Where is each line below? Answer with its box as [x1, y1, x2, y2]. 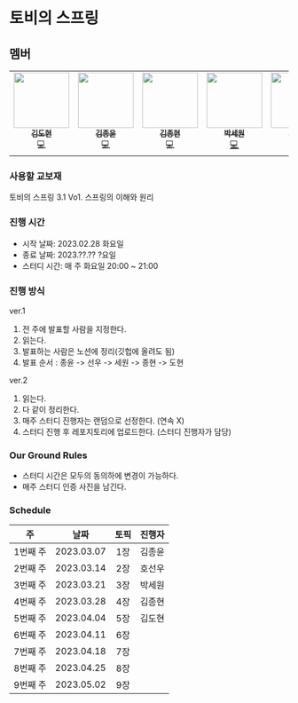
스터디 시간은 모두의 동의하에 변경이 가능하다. [21, 470, 179, 481]
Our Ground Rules [9, 449, 88, 462]
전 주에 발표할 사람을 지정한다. [21, 323, 127, 334]
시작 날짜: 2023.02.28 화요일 [21, 238, 124, 249]
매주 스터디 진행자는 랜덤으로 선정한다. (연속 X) [21, 415, 184, 426]
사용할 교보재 [9, 170, 62, 182]
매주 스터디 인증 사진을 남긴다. [21, 481, 127, 493]
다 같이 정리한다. [21, 404, 80, 415]
